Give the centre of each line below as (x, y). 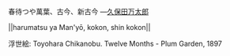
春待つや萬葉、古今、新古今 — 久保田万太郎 (78, 11)
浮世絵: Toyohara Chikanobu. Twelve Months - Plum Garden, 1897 (115, 43)
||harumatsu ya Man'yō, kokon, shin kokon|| (79, 27)
